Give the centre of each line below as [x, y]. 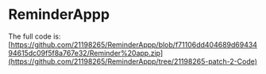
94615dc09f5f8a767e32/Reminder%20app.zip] [86, 53]
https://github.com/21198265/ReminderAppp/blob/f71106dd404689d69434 [134, 44]
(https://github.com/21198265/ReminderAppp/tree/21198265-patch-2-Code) [133, 61]
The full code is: [35, 36]
